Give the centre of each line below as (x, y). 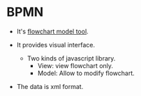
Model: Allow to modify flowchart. (86, 73)
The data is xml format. (50, 86)
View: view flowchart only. (75, 65)
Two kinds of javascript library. (71, 58)
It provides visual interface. (56, 45)
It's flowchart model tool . (52, 31)
